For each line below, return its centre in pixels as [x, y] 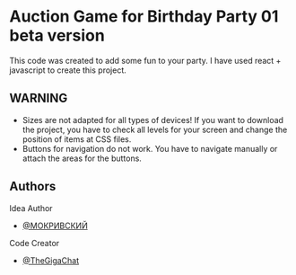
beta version [57, 35]
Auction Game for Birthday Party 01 [144, 17]
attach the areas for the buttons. [82, 158]
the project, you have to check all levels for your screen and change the [155, 129]
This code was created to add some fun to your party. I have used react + [145, 60]
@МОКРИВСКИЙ [55, 226]
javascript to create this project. [68, 70]
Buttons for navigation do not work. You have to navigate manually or [150, 148]
